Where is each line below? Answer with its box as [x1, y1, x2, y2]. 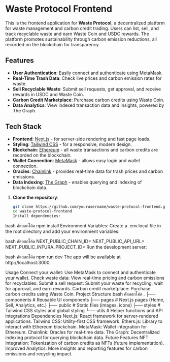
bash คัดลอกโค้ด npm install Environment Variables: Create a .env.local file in [5, 223, 161, 229]
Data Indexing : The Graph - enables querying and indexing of [12, 179, 142, 185]
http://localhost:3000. [5, 260, 51, 266]
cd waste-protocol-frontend [12, 209, 72, 214]
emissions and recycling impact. [5, 351, 73, 357]
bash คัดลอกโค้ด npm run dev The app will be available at [5, 254, 121, 260]
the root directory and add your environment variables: [5, 228, 120, 234]
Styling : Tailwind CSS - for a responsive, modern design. [12, 141, 132, 147]
